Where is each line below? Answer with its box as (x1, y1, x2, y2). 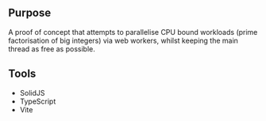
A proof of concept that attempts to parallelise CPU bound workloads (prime (8, 27, 258, 36)
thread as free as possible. (8, 43, 95, 54)
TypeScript (19, 96, 56, 106)
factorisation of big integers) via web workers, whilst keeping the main (8, 36, 238, 45)
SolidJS (19, 88, 45, 97)
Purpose (8, 6, 52, 20)
